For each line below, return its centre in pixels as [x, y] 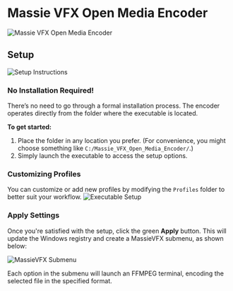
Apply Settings [34, 215]
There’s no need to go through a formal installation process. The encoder [114, 106]
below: [17, 246]
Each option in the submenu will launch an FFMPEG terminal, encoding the [116, 273]
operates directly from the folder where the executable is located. [103, 113]
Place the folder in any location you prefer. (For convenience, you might [121, 141]
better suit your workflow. [45, 197]
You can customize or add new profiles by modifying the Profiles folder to [116, 190]
